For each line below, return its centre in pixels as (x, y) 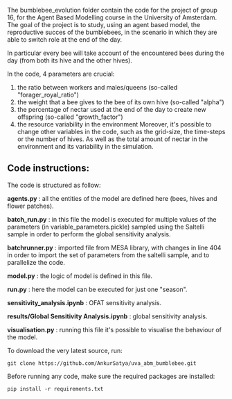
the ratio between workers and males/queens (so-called (97, 87)
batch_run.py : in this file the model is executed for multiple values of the (112, 219)
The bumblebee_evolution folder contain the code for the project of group (113, 10)
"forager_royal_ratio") (48, 95)
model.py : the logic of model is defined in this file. (80, 276)
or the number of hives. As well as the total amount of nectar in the (113, 139)
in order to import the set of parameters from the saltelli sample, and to (108, 255)
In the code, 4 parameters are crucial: (61, 74)
